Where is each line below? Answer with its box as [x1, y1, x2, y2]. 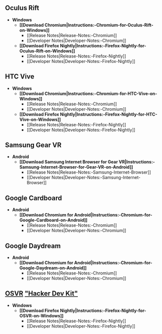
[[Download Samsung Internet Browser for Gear [19, 159, 118, 165]
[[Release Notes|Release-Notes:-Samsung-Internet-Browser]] [26, 169, 151, 175]
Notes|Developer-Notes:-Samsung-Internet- [52, 175, 141, 180]
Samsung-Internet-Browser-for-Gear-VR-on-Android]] [19, 164, 133, 170]
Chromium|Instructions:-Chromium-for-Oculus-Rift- [44, 22, 154, 28]
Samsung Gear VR [5, 141, 62, 149]
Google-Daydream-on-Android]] [19, 265, 87, 271]
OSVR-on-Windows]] [19, 313, 64, 318]
